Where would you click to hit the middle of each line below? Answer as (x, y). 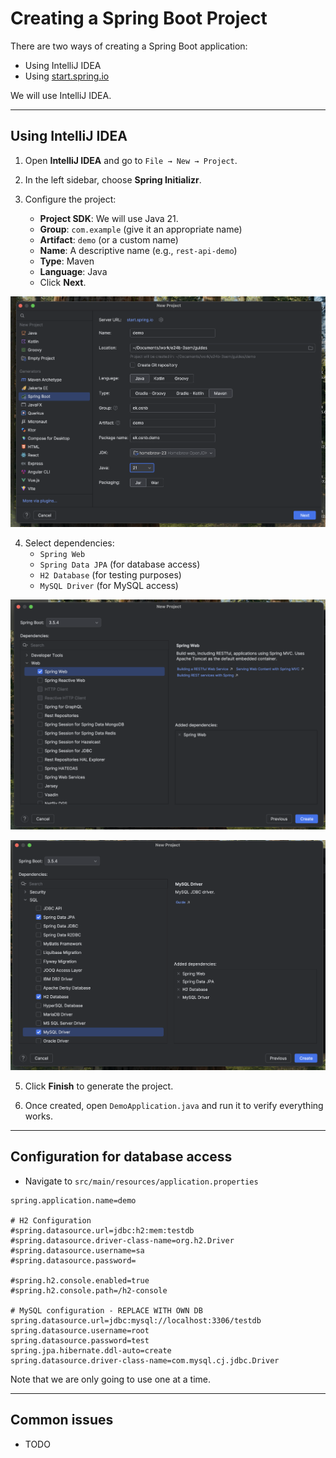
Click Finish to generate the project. (99, 1086)
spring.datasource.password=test (80, 1340)
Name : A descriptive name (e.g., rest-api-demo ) (138, 250)
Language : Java (73, 271)
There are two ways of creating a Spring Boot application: (129, 46)
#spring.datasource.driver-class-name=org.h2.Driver (122, 1240)
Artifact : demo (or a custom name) (109, 239)
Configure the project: (70, 199)
